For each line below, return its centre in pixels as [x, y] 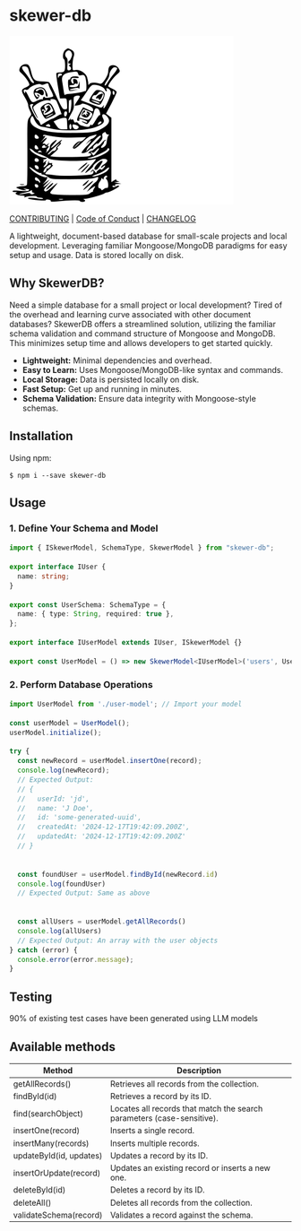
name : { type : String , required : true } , [96, 614]
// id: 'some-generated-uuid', [80, 818]
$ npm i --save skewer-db [57, 475]
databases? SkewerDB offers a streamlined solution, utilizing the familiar [142, 324]
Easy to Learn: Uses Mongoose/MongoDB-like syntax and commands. [153, 369]
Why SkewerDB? [57, 283]
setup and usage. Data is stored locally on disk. [96, 255]
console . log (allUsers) [60, 931]
